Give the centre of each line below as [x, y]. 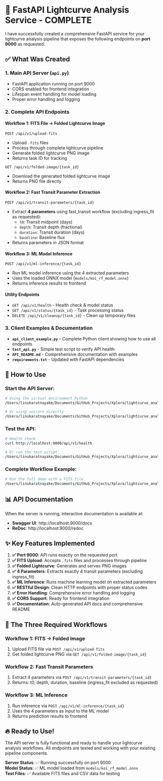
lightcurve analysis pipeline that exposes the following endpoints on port [78, 39]
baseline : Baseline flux [42, 237]
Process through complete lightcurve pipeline [57, 148]
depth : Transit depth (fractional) [51, 227]
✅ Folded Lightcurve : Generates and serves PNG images [69, 566]
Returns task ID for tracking [40, 158]
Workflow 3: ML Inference [36, 695]
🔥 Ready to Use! [30, 731]
